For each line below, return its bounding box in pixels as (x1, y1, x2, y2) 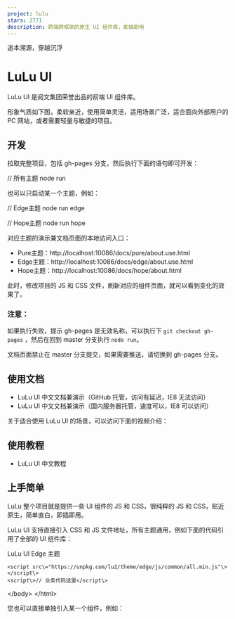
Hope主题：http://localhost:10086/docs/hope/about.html (17, 267, 182, 275)
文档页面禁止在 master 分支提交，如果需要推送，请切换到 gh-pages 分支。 (7, 350, 222, 359)
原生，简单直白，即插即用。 (7, 511, 88, 519)
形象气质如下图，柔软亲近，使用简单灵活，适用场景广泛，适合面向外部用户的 (7, 108, 229, 116)
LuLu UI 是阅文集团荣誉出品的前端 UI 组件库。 (7, 93, 140, 101)
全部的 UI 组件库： (19, 534, 73, 542)
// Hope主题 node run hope (7, 219, 86, 227)
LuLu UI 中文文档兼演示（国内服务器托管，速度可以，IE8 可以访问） (17, 402, 213, 410)
